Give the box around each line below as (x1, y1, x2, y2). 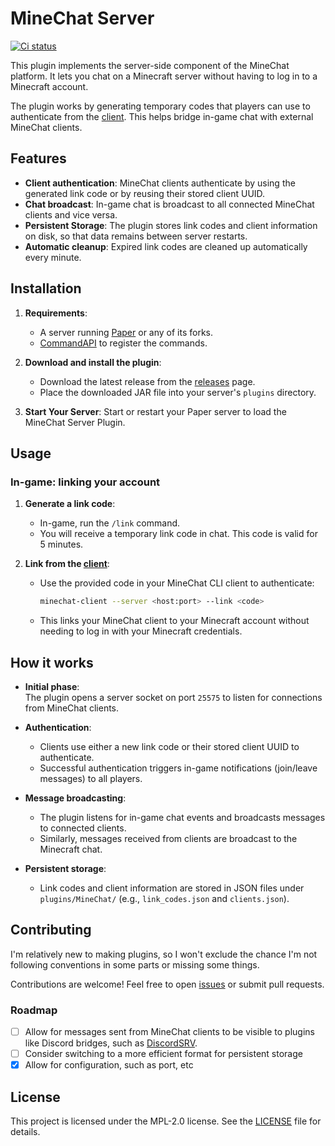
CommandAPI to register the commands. (39, 337, 208, 349)
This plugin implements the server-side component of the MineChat (10, 59, 290, 71)
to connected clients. (39, 822, 127, 834)
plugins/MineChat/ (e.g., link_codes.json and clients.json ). (39, 892, 290, 904)
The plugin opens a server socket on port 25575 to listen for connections (24, 691, 323, 703)
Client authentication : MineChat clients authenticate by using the (24, 177, 296, 189)
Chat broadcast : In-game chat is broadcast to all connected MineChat (24, 198, 315, 210)
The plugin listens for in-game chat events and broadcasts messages (39, 811, 326, 823)
